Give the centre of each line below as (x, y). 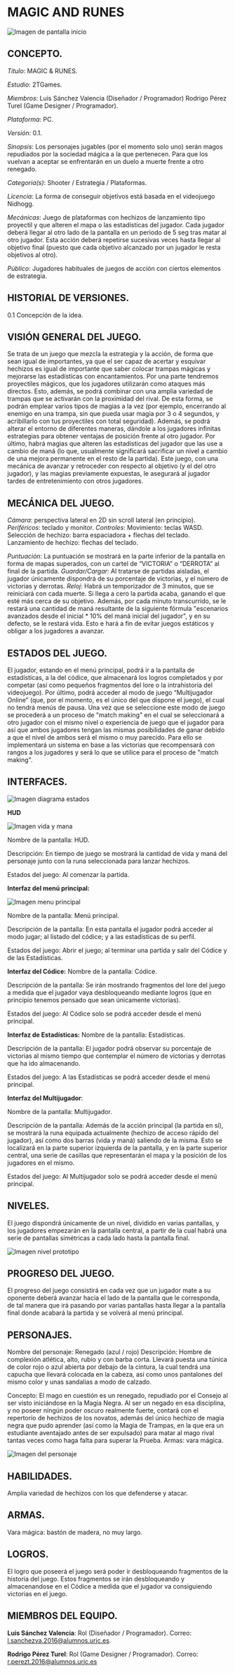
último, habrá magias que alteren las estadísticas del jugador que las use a (115, 443)
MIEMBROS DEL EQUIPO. (62, 1616)
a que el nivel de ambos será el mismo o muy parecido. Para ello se (105, 737)
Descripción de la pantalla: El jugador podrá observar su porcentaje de (109, 1048)
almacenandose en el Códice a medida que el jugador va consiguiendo (110, 1586)
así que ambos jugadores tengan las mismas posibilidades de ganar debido (116, 730)
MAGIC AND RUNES (66, 12)
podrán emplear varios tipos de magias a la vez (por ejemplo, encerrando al (117, 406)
